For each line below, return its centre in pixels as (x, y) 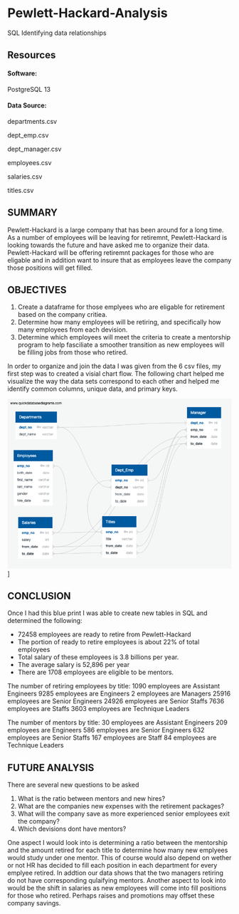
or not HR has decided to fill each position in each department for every (112, 866)
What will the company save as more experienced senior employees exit (123, 814)
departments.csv (32, 121)
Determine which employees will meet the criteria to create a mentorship (124, 337)
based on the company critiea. (63, 315)
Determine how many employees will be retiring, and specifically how (119, 322)
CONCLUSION (39, 596)
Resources (32, 55)
